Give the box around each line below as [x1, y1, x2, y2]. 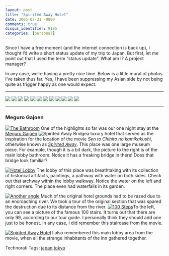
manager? [5, 61, 26, 67]
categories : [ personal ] [5, 31, 55, 36]
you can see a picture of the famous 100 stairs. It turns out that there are [5, 209, 155, 215]
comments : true [5, 21, 37, 27]
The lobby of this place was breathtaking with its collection [36, 167, 159, 173]
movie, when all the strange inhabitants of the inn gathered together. [5, 235, 147, 241]
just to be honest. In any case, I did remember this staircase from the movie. [5, 220, 163, 226]
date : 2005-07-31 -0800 [5, 17, 55, 22]
